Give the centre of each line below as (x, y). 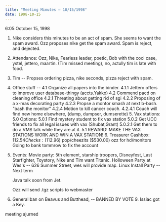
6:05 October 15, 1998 (28, 28)
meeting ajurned (22, 214)
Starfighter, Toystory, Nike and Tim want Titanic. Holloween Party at (81, 160)
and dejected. (26, 48)
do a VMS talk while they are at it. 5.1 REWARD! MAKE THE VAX (77, 129)
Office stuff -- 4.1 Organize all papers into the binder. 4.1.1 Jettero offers (85, 87)
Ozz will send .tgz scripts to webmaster (52, 189)
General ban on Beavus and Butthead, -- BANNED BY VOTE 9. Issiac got (86, 199)
